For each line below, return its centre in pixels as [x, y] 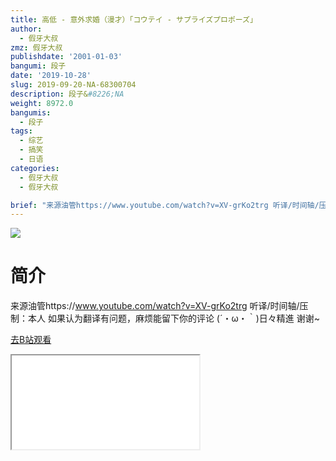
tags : [21, 131]
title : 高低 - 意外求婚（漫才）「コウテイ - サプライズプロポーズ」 [134, 19]
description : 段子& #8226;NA [67, 94]
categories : [35, 168]
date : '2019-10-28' [51, 76]
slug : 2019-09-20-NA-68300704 [73, 85]
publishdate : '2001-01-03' [66, 57]
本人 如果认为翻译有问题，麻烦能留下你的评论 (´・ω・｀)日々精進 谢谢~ [174, 318]
